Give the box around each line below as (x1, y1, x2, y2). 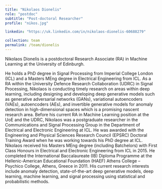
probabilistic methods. (5, 178, 50, 184)
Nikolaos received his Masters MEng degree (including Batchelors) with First (5, 142, 158, 148)
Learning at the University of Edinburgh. (5, 61, 85, 67)
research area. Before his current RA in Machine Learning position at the (5, 111, 149, 117)
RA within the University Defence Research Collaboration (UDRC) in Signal (5, 80, 153, 86)
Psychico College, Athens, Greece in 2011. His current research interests (5, 163, 149, 169)
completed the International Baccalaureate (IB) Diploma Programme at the (5, 153, 152, 158)
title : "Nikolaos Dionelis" (5, 7, 62, 12)
